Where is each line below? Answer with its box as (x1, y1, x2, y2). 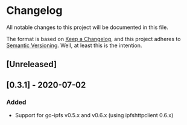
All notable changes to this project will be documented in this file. (6, 24, 169, 31)
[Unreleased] (6, 59, 57, 69)
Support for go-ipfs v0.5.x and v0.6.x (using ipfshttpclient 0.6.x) (14, 112, 174, 119)
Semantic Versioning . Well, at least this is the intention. (6, 42, 142, 49)
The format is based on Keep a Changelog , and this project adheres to (6, 35, 181, 42)
